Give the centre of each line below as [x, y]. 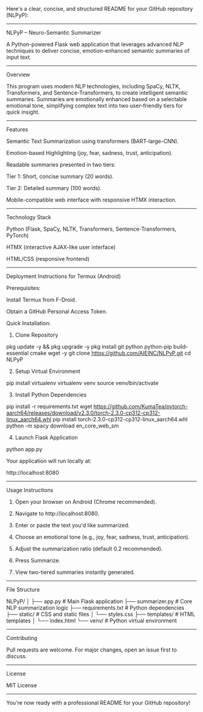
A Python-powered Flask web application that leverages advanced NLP [95, 44]
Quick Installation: [29, 323]
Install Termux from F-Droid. [41, 300]
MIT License [22, 685]
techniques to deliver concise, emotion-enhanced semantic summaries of [98, 51]
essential [18, 353]
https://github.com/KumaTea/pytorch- [141, 406]
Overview [18, 74]
